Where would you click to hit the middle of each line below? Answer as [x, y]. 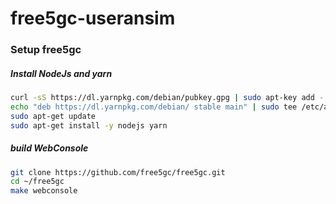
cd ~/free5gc [37, 182]
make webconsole [44, 191]
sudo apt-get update [53, 116]
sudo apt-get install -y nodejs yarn [89, 125]
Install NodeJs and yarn [61, 73]
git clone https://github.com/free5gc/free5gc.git [118, 172]
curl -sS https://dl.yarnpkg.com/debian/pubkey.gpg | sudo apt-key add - [167, 98]
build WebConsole [49, 148]
